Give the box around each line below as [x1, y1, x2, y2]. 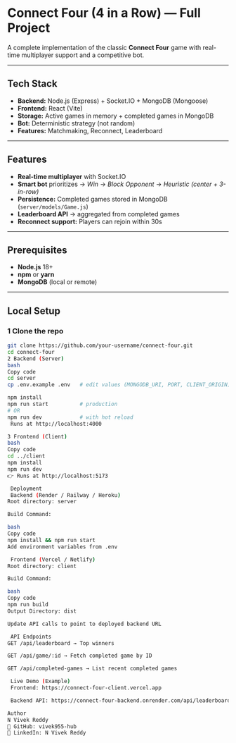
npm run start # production [7, 400, 118, 408]
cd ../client [7, 453, 46, 460]
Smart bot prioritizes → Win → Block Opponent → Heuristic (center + [17, 180, 218, 188]
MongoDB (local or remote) [17, 278, 98, 286]
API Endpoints [10, 633, 52, 640]
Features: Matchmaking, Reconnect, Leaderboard [17, 126, 163, 135]
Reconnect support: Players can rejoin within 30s [17, 217, 163, 226]
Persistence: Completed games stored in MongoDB [17, 195, 168, 203]
